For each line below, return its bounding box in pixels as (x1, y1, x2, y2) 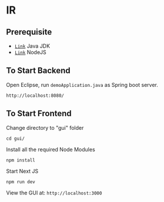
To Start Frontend (6, 109, 72, 119)
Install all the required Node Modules (6, 146, 95, 153)
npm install (6, 157, 35, 163)
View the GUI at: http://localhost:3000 (6, 189, 102, 196)
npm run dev (6, 179, 35, 185)
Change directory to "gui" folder (6, 124, 84, 131)
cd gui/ (6, 136, 25, 142)
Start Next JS (6, 167, 39, 174)
